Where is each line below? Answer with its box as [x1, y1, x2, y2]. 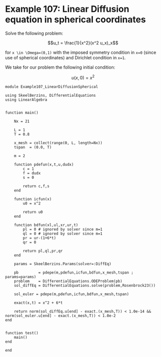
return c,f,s [23, 184, 50, 189]
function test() [5, 330, 39, 335]
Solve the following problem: [5, 30, 63, 36]
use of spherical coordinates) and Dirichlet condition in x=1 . [5, 54, 126, 60]
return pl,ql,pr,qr [23, 248, 63, 253]
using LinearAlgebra [5, 97, 48, 102]
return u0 [23, 209, 43, 214]
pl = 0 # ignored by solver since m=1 [23, 227, 103, 232]
